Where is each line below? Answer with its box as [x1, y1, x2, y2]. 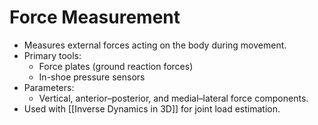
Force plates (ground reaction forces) [38, 60, 194, 72]
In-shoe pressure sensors [38, 71, 146, 83]
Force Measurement [9, 6, 181, 29]
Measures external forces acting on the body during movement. [23, 39, 287, 51]
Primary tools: [23, 49, 82, 61]
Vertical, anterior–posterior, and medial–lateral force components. [38, 92, 309, 104]
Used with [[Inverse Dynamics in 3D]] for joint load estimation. [23, 102, 281, 115]
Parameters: [23, 81, 75, 93]
